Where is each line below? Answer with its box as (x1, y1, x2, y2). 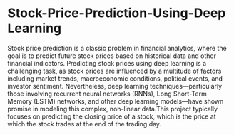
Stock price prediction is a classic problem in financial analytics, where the (7, 44, 227, 52)
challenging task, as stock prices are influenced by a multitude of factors (7, 66, 222, 75)
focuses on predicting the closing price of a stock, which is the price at (7, 112, 216, 121)
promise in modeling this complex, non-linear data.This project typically (7, 104, 218, 113)
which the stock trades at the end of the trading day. (7, 119, 162, 128)
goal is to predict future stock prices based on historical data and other (7, 51, 216, 60)
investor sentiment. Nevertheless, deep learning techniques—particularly (7, 81, 223, 90)
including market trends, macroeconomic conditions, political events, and (7, 74, 223, 83)
